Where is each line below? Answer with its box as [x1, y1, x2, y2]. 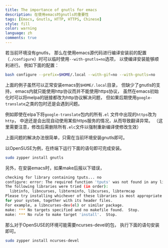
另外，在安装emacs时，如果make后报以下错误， [5, 165, 105, 171]
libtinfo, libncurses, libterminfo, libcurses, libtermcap [9, 189, 135, 194]
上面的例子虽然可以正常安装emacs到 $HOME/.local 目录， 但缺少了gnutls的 [5, 82, 156, 88]
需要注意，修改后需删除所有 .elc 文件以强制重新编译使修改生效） [9, 124, 141, 130]
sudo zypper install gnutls [5, 155, 64, 160]
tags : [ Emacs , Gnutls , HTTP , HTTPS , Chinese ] [5, 17, 101, 22]
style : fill [5, 21, 30, 27]
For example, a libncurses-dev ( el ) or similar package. [5, 202, 124, 208]
